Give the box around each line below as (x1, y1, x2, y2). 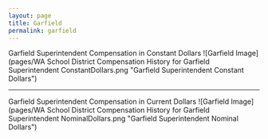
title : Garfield (8, 19, 62, 27)
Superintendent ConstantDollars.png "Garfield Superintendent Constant (8, 66, 245, 75)
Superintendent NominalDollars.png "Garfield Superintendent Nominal (8, 113, 239, 124)
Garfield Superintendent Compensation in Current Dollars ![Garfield (8, 97, 230, 106)
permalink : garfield (8, 26, 77, 34)
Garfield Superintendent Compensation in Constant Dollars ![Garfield (8, 49, 235, 58)
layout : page (8, 11, 52, 20)
